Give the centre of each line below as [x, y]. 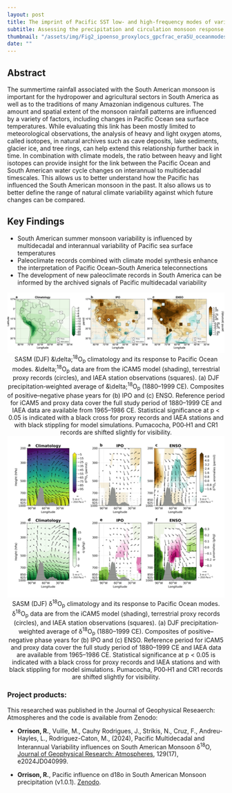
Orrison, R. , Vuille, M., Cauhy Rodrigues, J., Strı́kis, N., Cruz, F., [107, 731]
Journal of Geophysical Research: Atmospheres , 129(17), [98, 754]
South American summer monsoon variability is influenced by [105, 238]
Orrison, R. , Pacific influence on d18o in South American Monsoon [112, 775]
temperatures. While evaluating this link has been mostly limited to [101, 126]
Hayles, [28, 738]
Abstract [27, 73]
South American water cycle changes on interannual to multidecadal [104, 170]
